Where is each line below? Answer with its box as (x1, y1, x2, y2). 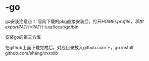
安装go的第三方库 (5, 34, 41, 40)
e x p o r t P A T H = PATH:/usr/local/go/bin (5, 24, 79, 30)
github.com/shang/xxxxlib (5, 50, 58, 56)
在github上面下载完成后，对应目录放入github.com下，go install (5, 44, 134, 50)
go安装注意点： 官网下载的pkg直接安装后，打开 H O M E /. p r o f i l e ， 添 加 (5, 18, 144, 24)
